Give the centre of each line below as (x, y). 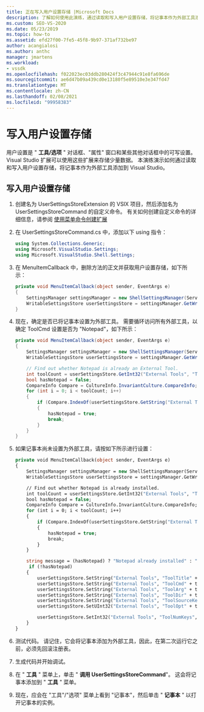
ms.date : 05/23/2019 (32, 29)
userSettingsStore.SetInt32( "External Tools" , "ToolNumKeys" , (117, 617)
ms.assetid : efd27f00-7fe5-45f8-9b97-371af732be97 (72, 40)
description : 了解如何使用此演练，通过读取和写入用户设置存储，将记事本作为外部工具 (101, 18)
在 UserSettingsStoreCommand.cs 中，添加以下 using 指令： (91, 232)
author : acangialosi (32, 46)
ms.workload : (23, 63)
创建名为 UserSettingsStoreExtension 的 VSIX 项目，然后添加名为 (97, 204)
